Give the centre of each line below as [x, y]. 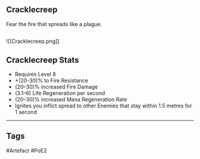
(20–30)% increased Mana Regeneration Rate [71, 100]
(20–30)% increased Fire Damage [56, 87]
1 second [26, 112]
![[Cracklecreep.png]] [33, 42]
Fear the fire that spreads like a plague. [54, 24]
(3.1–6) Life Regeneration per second [60, 93]
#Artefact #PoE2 [27, 150]
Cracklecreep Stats [43, 60]
